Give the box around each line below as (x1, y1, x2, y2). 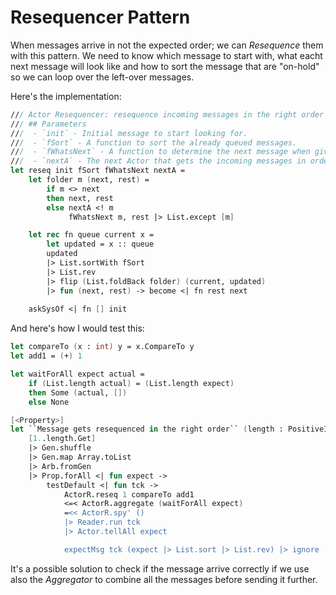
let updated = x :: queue (46, 239, 155, 250)
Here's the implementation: (10, 90, 122, 102)
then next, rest (46, 193, 114, 203)
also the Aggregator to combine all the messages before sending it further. (10, 573, 318, 585)
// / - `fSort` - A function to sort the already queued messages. (10, 137, 298, 148)
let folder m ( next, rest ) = (28, 175, 150, 185)
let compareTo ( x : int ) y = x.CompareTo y (10, 342, 195, 352)
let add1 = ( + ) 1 (10, 351, 83, 361)
